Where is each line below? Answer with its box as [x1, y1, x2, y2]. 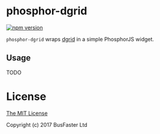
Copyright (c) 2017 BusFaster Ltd [6, 121, 88, 128]
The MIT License [6, 109, 48, 117]
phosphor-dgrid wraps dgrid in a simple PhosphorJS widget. [6, 35, 155, 42]
